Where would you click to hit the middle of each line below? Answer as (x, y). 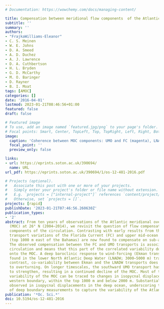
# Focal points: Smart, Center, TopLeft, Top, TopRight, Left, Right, (78, 132)
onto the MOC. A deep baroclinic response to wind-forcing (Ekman (78, 254)
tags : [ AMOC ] (18, 91)
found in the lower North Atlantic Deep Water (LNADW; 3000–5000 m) (81, 258)
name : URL (19, 167)
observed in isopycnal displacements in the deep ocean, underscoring (83, 285)
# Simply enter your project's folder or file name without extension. (82, 190)
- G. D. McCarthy (23, 73)
